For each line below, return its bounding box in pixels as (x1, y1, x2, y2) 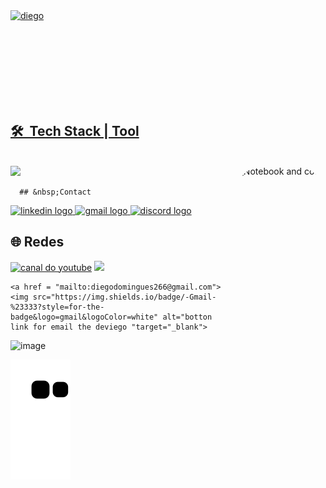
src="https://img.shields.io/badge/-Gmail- (32, 292, 217, 302)
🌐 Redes (10, 234, 65, 251)
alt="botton (162, 312, 213, 322)
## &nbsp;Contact (19, 187, 92, 197)
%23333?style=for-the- (10, 302, 105, 312)
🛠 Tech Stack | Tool (10, 123, 140, 140)
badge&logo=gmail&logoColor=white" (10, 312, 159, 322)
